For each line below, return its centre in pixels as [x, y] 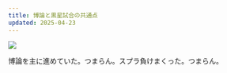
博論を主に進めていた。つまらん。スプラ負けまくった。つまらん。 [115, 60]
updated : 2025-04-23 [42, 23]
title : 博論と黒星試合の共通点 [53, 15]
